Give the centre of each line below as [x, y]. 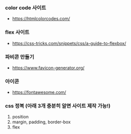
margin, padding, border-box [41, 122]
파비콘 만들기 [20, 57]
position [20, 117]
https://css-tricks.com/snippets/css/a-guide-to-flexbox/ [69, 43]
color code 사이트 [26, 7]
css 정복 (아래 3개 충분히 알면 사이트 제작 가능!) [58, 106]
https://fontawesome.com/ [39, 92]
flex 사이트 [17, 32]
